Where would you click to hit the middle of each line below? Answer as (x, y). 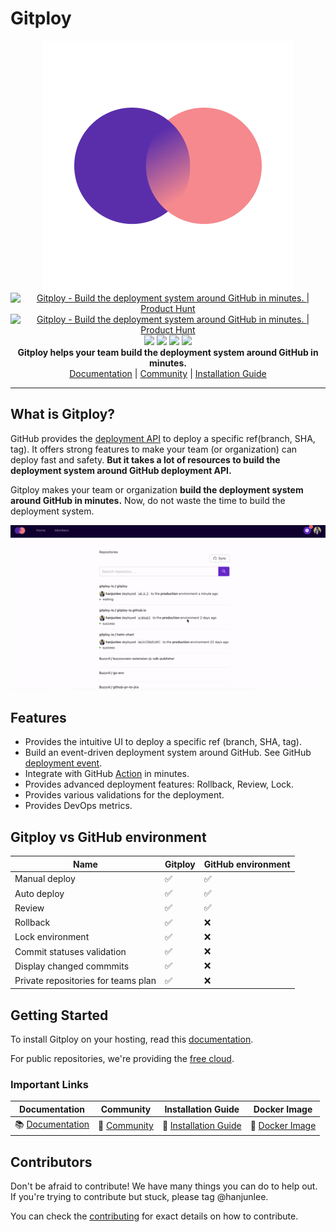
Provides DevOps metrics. (78, 806)
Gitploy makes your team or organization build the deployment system (157, 489)
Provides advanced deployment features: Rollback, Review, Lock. (159, 784)
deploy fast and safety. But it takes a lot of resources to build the (145, 459)
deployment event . (63, 763)
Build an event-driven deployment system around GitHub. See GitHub (168, 753)
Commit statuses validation (70, 951)
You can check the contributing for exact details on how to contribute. (154, 1216)
